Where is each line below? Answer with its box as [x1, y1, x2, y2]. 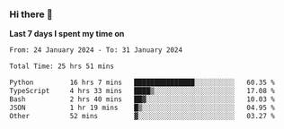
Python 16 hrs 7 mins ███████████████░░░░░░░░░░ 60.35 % [9, 78, 276, 88]
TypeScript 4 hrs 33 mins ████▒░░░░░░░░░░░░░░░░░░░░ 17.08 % [9, 86, 276, 95]
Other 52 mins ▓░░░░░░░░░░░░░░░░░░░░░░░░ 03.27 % [9, 111, 276, 120]
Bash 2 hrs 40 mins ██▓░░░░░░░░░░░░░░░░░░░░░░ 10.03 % [9, 94, 276, 104]
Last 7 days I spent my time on [9, 29, 125, 39]
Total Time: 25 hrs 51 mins [9, 62, 115, 71]
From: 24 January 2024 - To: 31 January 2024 [9, 46, 182, 55]
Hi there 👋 [9, 8, 54, 21]
